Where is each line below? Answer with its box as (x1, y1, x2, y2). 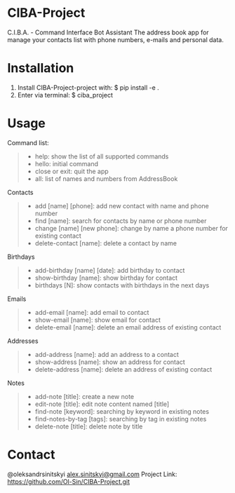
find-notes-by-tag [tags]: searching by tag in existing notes (34, 414, 207, 423)
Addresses (7, 337, 39, 345)
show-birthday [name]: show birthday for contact (34, 273, 177, 282)
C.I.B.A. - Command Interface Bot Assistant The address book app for (7, 28, 209, 36)
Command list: (7, 138, 49, 147)
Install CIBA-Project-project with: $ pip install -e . (17, 83, 159, 92)
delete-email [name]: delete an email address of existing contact (34, 323, 222, 331)
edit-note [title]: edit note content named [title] (34, 400, 170, 408)
